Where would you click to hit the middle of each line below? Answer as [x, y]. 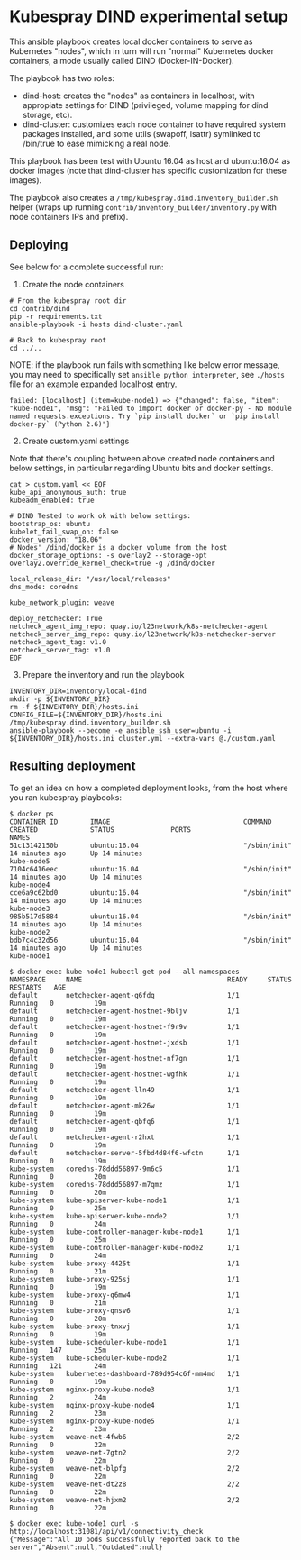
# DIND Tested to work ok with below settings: [100, 515]
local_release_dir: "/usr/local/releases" [90, 579]
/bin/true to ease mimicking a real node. [96, 143]
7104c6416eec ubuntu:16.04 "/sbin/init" [151, 869]
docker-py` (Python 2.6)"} [60, 424]
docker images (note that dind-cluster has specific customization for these [148, 170]
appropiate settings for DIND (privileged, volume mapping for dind [145, 105]
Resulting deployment [73, 766]
